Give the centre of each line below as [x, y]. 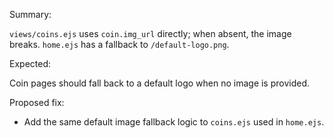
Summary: [30, 14]
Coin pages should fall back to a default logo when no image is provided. [160, 83]
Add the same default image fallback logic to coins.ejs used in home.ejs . [174, 122]
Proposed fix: [37, 102]
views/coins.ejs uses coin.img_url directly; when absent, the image [150, 33]
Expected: [30, 63]
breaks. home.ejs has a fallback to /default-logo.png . [119, 44]
